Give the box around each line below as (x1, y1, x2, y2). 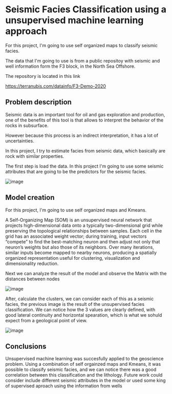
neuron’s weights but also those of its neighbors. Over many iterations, (5, 244, 155, 250)
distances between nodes (5, 276, 60, 282)
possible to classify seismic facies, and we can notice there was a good (5, 366, 157, 372)
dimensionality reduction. (5, 260, 59, 266)
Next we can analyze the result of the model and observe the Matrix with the (5, 270, 167, 276)
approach (5, 26, 47, 37)
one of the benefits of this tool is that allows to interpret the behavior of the (5, 117, 164, 123)
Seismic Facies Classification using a (5, 4, 167, 15)
